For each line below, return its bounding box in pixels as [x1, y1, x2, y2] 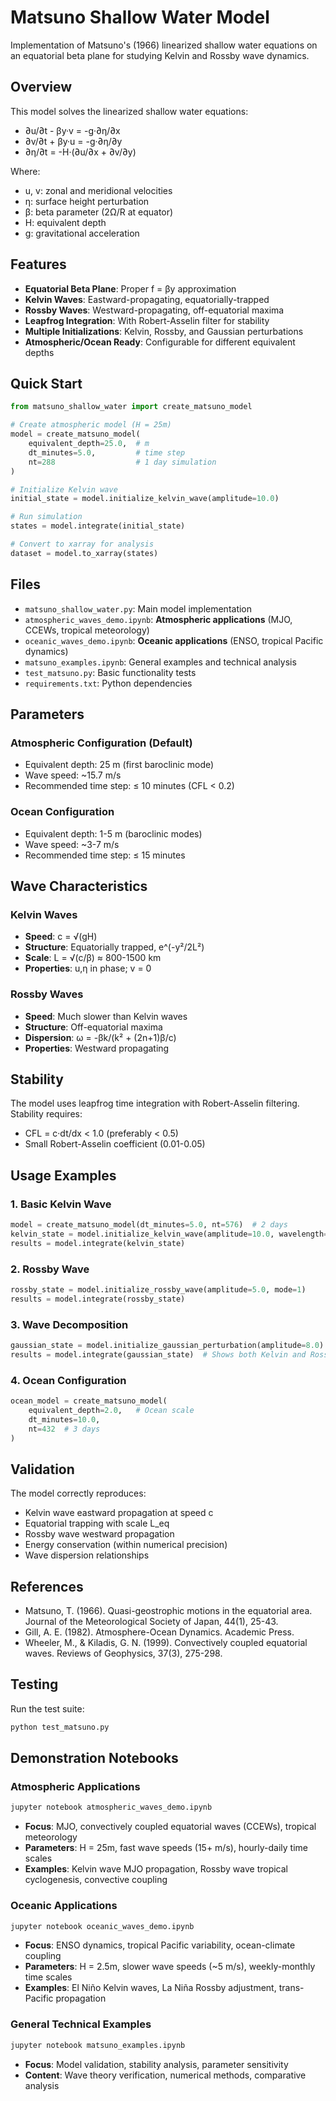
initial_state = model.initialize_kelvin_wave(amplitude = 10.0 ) [10, 494, 280, 504]
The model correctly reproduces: [10, 1487, 147, 1500]
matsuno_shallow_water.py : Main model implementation [24, 602, 253, 615]
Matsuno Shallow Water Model [10, 6, 270, 29]
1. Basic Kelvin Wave [10, 1197, 112, 1211]
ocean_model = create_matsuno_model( [10, 1396, 168, 1406]
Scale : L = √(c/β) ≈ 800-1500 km [24, 952, 162, 964]
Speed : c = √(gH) [24, 931, 98, 943]
